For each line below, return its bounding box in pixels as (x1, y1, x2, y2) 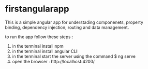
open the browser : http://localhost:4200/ (12, 58, 95, 64)
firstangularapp (5, 3, 69, 14)
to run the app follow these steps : (5, 34, 74, 40)
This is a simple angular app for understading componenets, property (5, 19, 144, 25)
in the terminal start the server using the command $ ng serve (12, 53, 136, 59)
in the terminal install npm (12, 43, 64, 49)
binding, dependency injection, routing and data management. (5, 24, 129, 30)
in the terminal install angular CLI (12, 48, 78, 54)
